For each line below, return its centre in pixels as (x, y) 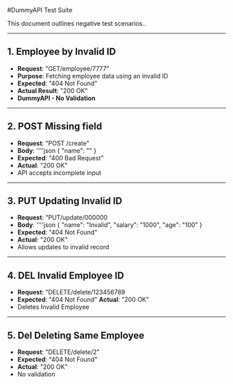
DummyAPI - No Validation (56, 98)
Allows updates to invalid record (63, 247)
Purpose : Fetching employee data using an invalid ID (93, 76)
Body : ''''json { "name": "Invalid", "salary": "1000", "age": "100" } (110, 225)
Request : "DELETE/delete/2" (58, 352)
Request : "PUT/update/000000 (62, 217)
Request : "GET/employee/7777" (63, 68)
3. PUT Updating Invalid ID (65, 201)
